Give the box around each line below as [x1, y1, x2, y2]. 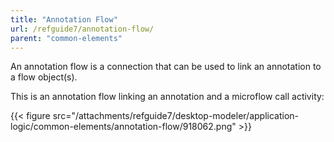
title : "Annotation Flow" [10, 14, 118, 25]
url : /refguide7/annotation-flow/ [10, 24, 155, 34]
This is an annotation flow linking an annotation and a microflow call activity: [10, 91, 325, 103]
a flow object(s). [10, 71, 78, 83]
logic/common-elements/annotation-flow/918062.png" [10, 121, 237, 133]
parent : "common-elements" [10, 33, 123, 43]
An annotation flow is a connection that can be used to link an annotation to [10, 61, 322, 73]
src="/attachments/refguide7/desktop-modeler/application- [52, 110, 300, 122]
